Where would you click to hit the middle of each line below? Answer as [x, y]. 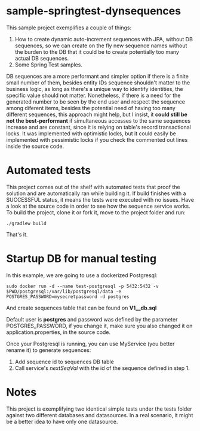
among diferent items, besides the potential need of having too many [91, 108]
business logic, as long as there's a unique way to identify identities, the [95, 89]
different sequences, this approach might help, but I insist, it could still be [97, 114]
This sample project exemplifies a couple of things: [69, 28]
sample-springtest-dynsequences [93, 11]
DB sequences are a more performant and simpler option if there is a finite [98, 76]
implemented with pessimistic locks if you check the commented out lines [97, 139]
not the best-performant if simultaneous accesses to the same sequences [99, 120]
